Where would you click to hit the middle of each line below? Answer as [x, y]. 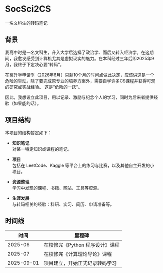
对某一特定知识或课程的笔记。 [42, 149]
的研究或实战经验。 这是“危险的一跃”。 [44, 87]
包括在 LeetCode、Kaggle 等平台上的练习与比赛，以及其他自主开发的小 [83, 165]
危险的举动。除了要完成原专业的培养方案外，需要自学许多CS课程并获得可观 [80, 80]
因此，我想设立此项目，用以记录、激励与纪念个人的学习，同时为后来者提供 [79, 97]
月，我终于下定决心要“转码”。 [35, 64]
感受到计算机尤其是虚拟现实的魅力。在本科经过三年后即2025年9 [90, 58]
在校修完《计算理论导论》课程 [78, 254]
